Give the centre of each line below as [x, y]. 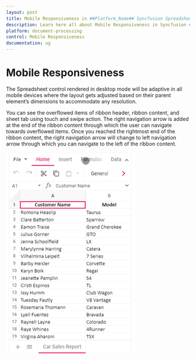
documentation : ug [28, 43]
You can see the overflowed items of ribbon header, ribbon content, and [93, 112]
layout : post [22, 12]
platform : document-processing [44, 31]
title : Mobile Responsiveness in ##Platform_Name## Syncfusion [85, 18]
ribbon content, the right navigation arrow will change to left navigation [91, 137]
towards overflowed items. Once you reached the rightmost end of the [91, 131]
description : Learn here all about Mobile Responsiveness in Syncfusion [96, 25]
